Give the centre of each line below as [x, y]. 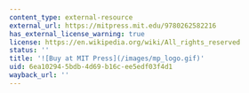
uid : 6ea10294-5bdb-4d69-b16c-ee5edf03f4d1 [91, 67]
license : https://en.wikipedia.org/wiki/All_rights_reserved [125, 42]
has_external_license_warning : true [77, 34]
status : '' [29, 50]
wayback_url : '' [39, 75]
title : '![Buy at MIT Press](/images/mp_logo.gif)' [107, 58]
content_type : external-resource [71, 17]
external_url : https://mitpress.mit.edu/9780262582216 [113, 26]
